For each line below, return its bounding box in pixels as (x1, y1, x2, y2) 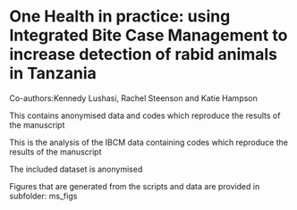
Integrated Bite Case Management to (9, 25, 288, 46)
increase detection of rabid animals (9, 45, 278, 64)
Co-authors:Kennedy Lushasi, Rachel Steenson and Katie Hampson (9, 92, 258, 104)
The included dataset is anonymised (9, 164, 143, 174)
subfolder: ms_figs (9, 190, 78, 201)
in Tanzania (9, 63, 97, 84)
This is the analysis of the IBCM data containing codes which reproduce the (9, 137, 289, 147)
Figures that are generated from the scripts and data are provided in (9, 181, 260, 191)
